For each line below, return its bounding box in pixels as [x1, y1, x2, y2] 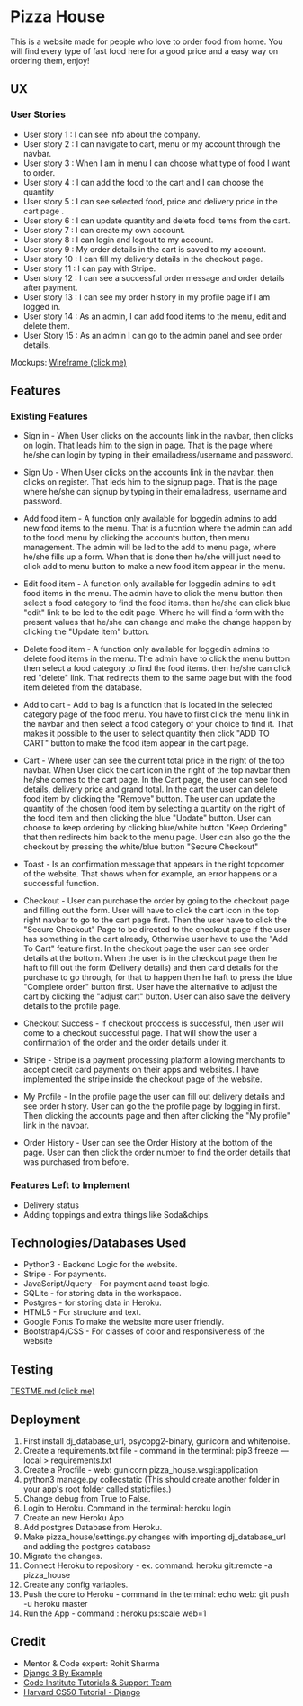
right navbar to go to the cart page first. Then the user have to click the [22, 914, 287, 925]
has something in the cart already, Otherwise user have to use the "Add [22, 934, 289, 945]
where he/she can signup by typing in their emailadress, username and [22, 486, 287, 497]
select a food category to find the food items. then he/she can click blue [22, 597, 291, 609]
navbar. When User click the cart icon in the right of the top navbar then [22, 765, 290, 776]
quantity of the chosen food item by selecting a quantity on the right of [22, 803, 286, 814]
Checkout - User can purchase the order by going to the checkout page [22, 895, 290, 906]
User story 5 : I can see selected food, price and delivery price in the [22, 195, 278, 206]
